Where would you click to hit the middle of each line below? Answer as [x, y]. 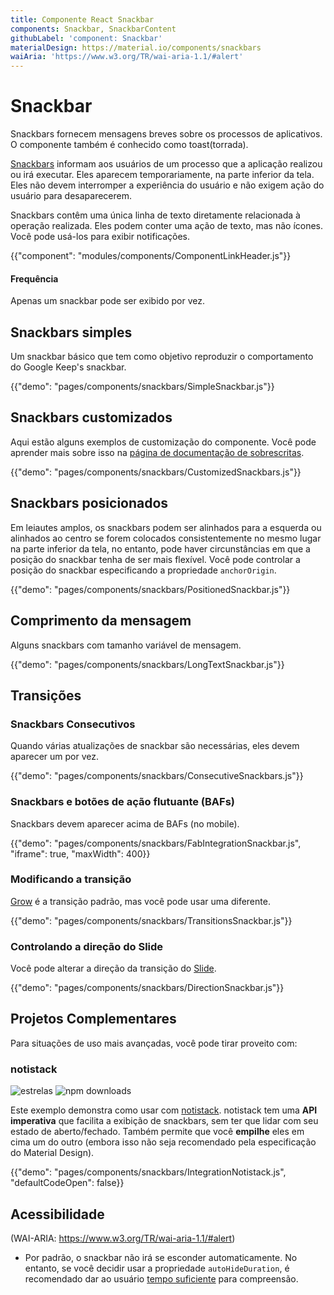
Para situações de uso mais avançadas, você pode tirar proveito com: [154, 1043]
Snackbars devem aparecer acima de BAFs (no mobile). [125, 823]
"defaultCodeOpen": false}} [67, 1183]
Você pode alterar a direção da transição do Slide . [113, 968]
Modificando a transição [71, 879]
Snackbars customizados [91, 417]
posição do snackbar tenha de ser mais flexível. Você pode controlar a [155, 559]
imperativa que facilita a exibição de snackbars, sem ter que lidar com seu [164, 1121]
